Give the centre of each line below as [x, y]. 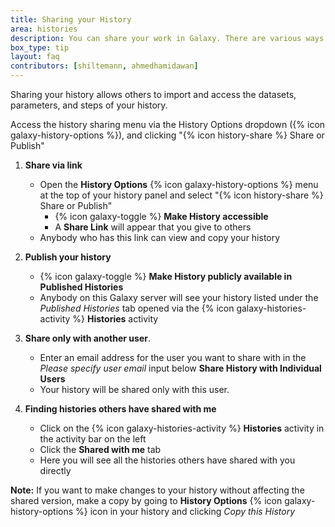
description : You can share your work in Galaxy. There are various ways [167, 38]
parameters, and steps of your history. [89, 105]
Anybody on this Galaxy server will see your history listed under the [179, 297]
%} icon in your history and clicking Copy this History [185, 511]
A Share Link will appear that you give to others [153, 227]
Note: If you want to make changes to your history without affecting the [157, 490]
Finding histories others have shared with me [120, 409]
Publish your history [68, 257]
